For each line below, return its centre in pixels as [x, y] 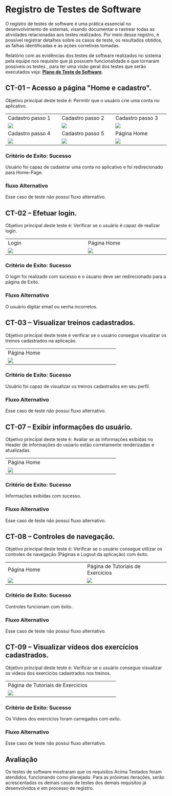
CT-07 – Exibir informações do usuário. [69, 427]
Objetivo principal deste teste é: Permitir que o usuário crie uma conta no [82, 100]
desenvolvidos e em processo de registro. [50, 788]
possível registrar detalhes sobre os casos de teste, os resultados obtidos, [84, 40]
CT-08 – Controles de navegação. [60, 536]
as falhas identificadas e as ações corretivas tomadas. [63, 45]
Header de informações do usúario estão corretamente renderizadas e [80, 445]
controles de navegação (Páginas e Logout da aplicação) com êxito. [77, 554]
